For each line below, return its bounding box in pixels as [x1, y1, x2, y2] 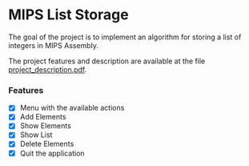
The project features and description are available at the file [8, 56, 206, 66]
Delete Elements [19, 139, 74, 149]
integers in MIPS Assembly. [8, 40, 98, 50]
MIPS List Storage [8, 6, 130, 24]
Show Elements [19, 121, 72, 131]
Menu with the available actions [19, 103, 125, 113]
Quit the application [19, 148, 86, 158]
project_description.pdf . [8, 64, 87, 74]
